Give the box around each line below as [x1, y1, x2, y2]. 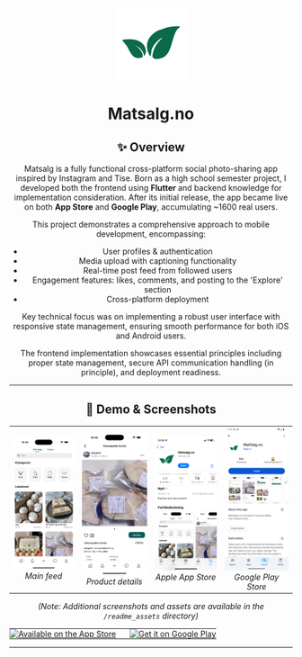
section [143, 284, 172, 295]
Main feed [24, 571, 63, 581]
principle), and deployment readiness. [80, 367, 222, 378]
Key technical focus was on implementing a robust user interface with [22, 311, 280, 322]
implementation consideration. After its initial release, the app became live [13, 192, 289, 203]
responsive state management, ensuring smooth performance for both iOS [13, 321, 289, 332]
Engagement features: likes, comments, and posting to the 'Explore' [32, 274, 283, 285]
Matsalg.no [107, 103, 195, 124]
